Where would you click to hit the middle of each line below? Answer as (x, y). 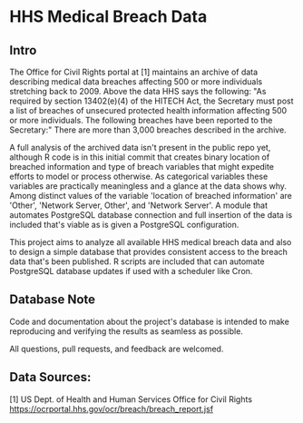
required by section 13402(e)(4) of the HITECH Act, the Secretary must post (151, 101)
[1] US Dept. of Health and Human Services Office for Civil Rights (131, 399)
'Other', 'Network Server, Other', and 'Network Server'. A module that (139, 205)
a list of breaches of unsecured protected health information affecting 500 (148, 110)
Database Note (53, 300)
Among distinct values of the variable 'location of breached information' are (151, 196)
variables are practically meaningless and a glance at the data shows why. (148, 186)
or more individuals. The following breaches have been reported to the (141, 120)
